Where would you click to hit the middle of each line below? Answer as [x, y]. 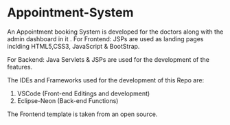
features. [20, 67]
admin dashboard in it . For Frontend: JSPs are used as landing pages [105, 38]
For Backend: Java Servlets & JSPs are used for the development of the [108, 59]
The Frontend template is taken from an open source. [82, 114]
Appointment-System [70, 13]
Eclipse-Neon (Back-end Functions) [68, 100]
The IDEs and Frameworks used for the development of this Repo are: [106, 80]
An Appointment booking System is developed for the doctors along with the [115, 32]
